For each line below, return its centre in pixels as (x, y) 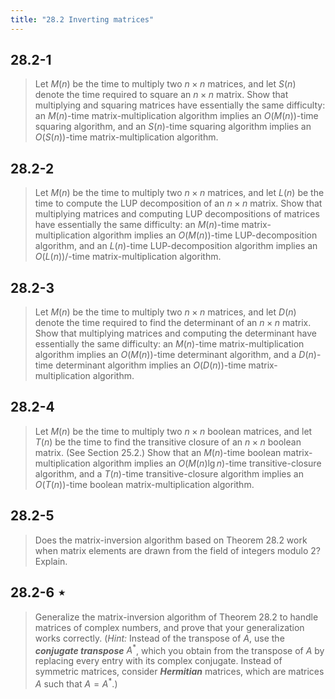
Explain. (51, 561)
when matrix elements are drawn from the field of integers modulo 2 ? (178, 550)
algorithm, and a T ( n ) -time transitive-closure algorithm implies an (169, 473)
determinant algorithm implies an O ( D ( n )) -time (151, 365)
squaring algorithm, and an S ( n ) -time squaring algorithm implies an (173, 127)
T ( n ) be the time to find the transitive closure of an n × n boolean (168, 442)
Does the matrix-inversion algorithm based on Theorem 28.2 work (171, 540)
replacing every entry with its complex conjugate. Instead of (158, 661)
